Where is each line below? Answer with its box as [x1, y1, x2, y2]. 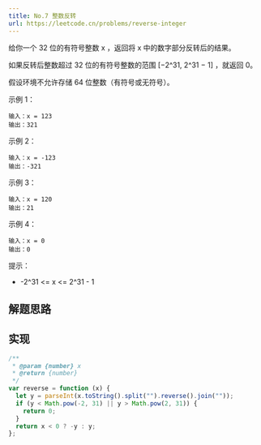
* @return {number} [11, 370, 79, 378]
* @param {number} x [11, 362, 82, 370]
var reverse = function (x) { [8, 384, 111, 393]
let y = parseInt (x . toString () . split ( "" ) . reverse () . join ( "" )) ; [15, 392, 234, 400]
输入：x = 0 [8, 237, 45, 245]
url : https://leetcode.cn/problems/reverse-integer [8, 19, 186, 28]
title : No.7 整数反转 [8, 11, 77, 20]
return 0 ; [23, 407, 57, 415]
